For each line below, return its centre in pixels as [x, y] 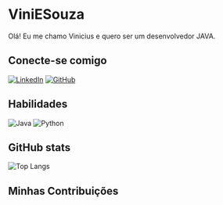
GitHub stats [40, 147]
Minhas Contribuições [63, 191]
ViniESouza [46, 14]
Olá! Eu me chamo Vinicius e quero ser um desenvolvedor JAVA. [112, 36]
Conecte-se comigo [58, 61]
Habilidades [38, 104]
